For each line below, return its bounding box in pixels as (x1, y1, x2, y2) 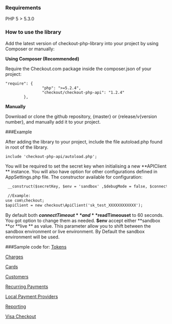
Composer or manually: (5, 46, 55, 52)
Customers (5, 273, 29, 279)
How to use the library (5, 29, 61, 36)
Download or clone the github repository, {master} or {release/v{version (5, 113, 157, 119)
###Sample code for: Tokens (5, 244, 67, 250)
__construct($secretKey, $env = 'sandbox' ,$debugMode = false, (7, 184, 147, 189)
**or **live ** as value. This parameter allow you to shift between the (5, 222, 151, 229)
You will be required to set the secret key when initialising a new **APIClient (5, 163, 167, 169)
